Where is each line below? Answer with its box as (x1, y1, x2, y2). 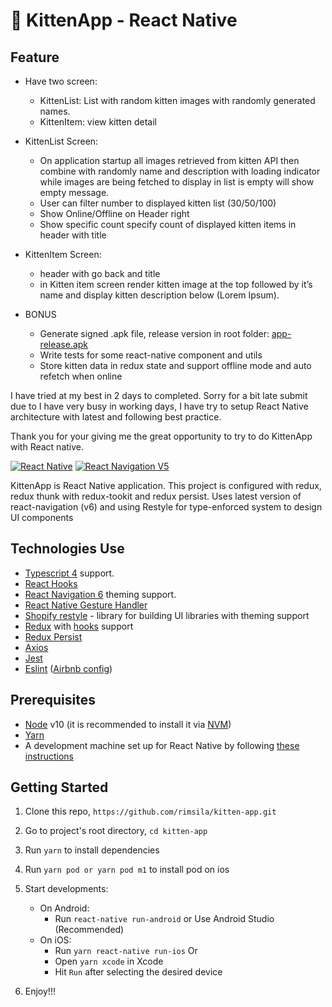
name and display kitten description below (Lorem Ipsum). (39, 289, 280, 301)
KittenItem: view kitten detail (39, 116, 157, 128)
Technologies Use (10, 540, 125, 558)
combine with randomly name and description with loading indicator (39, 165, 321, 177)
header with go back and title (39, 268, 161, 279)
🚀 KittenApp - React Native (10, 9, 238, 32)
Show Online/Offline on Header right (39, 208, 190, 219)
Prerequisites (10, 692, 96, 709)
